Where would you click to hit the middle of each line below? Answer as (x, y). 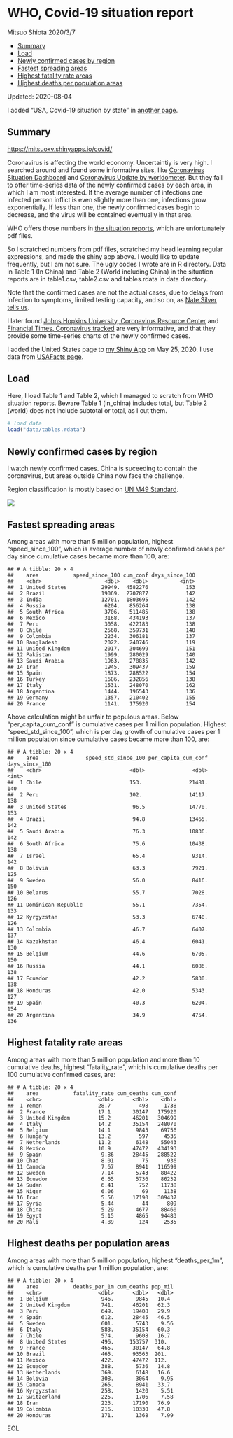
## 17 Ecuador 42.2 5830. (108, 978)
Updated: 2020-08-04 (40, 97)
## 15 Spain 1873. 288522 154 (101, 673)
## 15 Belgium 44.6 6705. (108, 954)
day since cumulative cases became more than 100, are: (88, 556)
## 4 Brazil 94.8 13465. (108, 819)
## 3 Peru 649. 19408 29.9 (89, 1311)
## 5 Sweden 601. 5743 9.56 (90, 1323)
